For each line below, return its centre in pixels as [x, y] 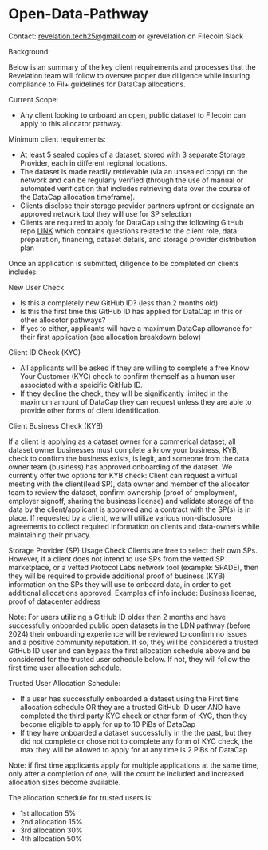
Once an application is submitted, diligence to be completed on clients [124, 263]
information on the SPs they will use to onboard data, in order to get [120, 584]
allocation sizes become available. [65, 782]
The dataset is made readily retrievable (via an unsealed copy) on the [134, 171]
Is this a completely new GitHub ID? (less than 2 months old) [119, 303]
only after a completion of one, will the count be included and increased [126, 773]
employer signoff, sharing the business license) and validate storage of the [131, 501]
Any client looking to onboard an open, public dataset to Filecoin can [132, 115]
